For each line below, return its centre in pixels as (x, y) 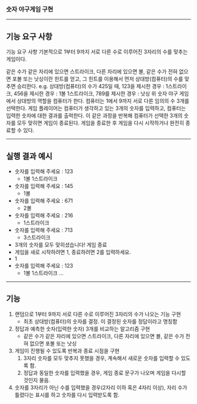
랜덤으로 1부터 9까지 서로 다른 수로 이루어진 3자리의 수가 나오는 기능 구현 (98, 314)
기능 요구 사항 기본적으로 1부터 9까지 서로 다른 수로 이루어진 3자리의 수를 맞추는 (97, 52)
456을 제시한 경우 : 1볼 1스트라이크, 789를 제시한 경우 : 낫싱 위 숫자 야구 (96, 94)
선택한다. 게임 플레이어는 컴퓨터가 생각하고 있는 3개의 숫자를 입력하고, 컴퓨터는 (96, 108)
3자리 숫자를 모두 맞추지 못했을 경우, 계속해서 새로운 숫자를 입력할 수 (101, 358)
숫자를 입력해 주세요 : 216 (44, 215)
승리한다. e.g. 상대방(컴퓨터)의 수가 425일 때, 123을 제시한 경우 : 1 (92, 86)
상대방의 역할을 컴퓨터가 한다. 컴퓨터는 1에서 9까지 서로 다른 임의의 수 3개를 (103, 101)
